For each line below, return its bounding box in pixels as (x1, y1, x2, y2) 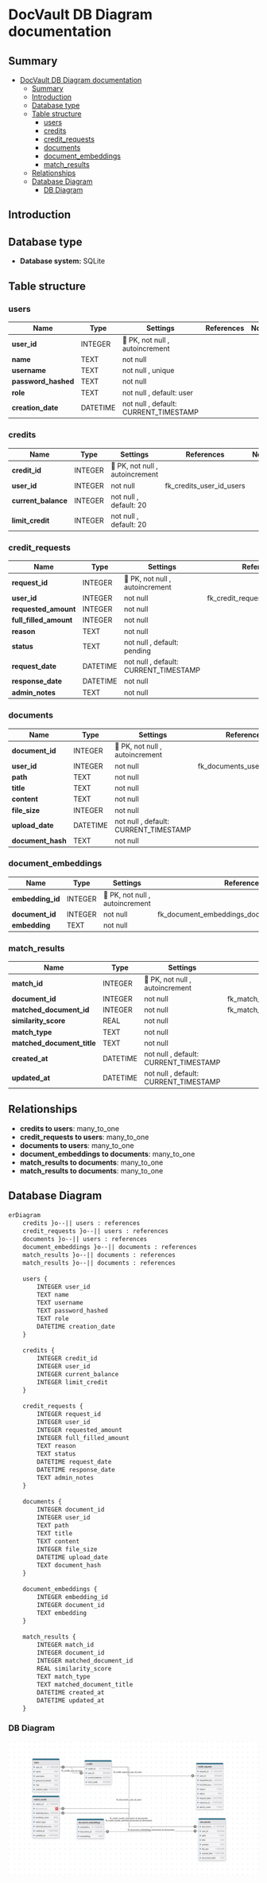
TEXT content (37, 1537, 80, 1545)
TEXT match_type (37, 1672, 91, 1680)
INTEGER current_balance (37, 1370, 119, 1378)
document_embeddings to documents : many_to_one (19, 1149, 195, 1158)
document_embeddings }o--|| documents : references (22, 1243, 197, 1251)
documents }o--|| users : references (22, 1235, 148, 1243)
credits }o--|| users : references (22, 1219, 141, 1227)
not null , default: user (122, 387, 193, 397)
